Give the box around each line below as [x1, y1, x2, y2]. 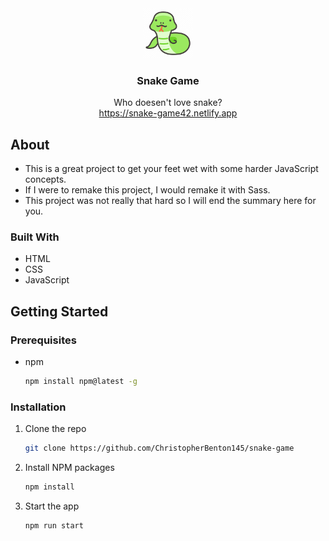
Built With [10, 230, 60, 244]
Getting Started [10, 303, 109, 320]
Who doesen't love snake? [113, 97, 223, 109]
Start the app [24, 500, 80, 512]
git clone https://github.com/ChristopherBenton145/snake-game [24, 443, 295, 454]
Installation [10, 400, 67, 414]
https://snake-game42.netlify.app [98, 107, 238, 119]
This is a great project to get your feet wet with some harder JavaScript [24, 163, 319, 175]
